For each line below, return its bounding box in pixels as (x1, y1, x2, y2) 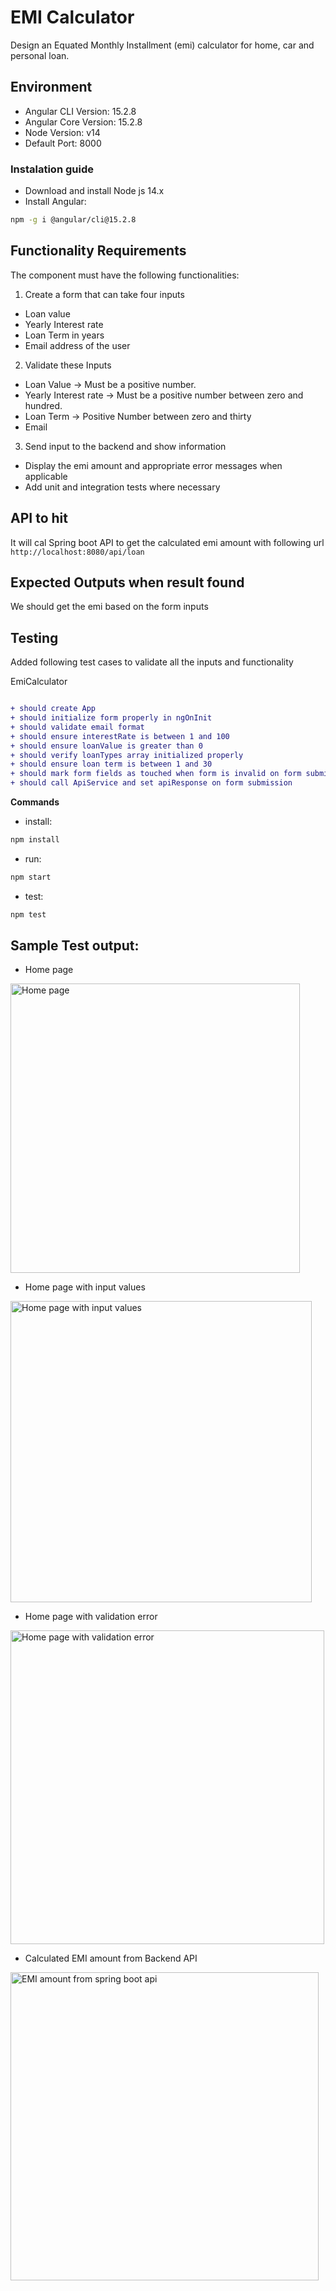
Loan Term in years (24, 329, 105, 341)
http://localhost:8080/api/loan (10, 547, 145, 557)
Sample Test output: (10, 937, 140, 955)
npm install (10, 835, 60, 845)
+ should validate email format (10, 722, 145, 732)
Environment (10, 79, 93, 96)
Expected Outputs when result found (10, 574, 245, 591)
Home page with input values (24, 1281, 146, 1293)
